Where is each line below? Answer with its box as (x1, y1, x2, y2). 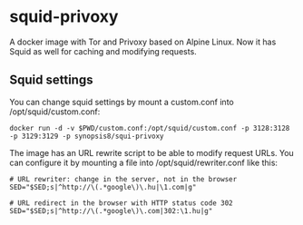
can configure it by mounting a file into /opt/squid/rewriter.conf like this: (9, 157, 279, 168)
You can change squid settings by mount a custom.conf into (9, 96, 234, 107)
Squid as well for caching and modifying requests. (9, 45, 197, 56)
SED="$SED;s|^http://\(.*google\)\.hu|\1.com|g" (9, 182, 197, 191)
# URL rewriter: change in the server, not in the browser (9, 174, 238, 183)
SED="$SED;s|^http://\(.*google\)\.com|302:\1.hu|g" (9, 206, 213, 215)
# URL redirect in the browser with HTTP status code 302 (9, 198, 233, 208)
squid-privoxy (9, 6, 119, 27)
